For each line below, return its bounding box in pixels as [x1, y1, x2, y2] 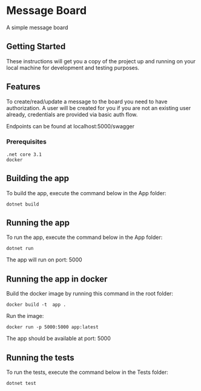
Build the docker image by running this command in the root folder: [6, 290, 174, 297]
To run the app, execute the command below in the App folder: [6, 234, 163, 241]
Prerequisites [6, 137, 47, 146]
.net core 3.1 [6, 151, 42, 157]
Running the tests [6, 352, 74, 362]
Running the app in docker [6, 274, 108, 284]
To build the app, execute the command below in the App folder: [6, 189, 166, 196]
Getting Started [6, 41, 66, 52]
